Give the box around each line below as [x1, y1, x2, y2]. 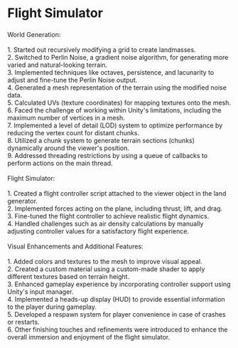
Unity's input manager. [7, 288, 74, 296]
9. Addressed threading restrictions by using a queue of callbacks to [7, 152, 208, 160]
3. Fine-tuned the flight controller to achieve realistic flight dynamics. [7, 212, 210, 221]
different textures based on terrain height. [7, 273, 130, 281]
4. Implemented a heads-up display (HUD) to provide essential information [7, 295, 225, 304]
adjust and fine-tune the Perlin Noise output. [7, 76, 138, 85]
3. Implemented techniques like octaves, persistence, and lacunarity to [7, 68, 215, 77]
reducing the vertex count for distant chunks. [7, 129, 140, 137]
